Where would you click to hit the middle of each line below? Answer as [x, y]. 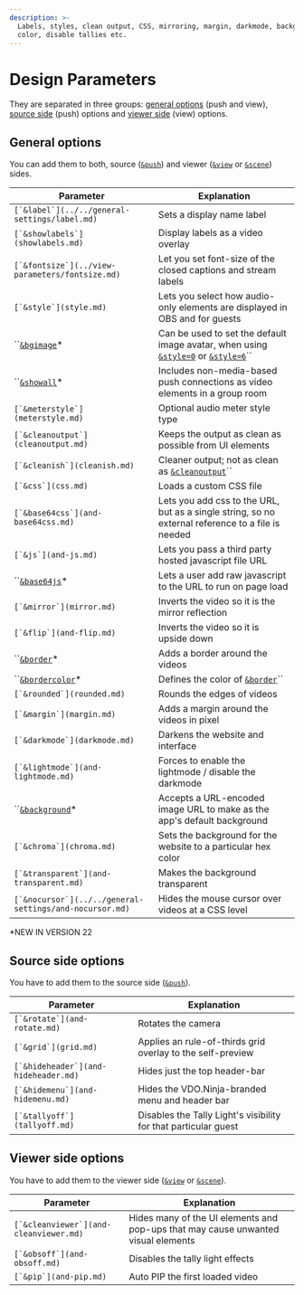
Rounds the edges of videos [218, 695]
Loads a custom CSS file [210, 487]
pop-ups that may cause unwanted [204, 1229]
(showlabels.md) [49, 243]
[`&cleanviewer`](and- [62, 1224]
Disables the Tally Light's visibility [209, 1115]
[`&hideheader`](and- [60, 1066]
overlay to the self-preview [196, 1053]
